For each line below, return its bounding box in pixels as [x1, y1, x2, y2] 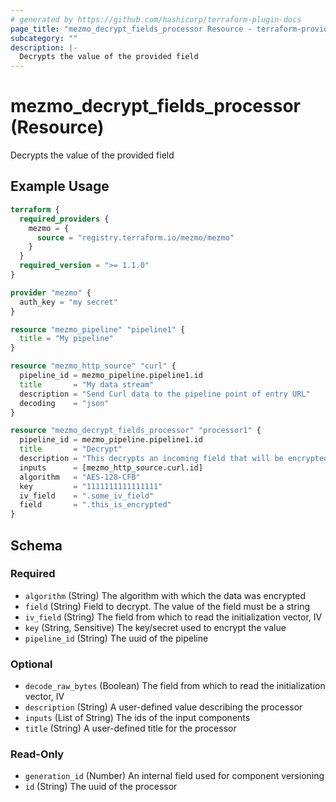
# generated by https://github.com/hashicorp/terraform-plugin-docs [10, 14, 302, 25]
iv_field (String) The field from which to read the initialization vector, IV [24, 611, 323, 623]
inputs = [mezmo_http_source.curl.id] [19, 462, 203, 473]
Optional [10, 657, 53, 671]
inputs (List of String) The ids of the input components [24, 712, 251, 724]
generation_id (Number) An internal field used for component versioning [24, 770, 325, 782]
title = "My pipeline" [19, 334, 114, 344]
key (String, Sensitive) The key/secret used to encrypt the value [24, 621, 287, 633]
